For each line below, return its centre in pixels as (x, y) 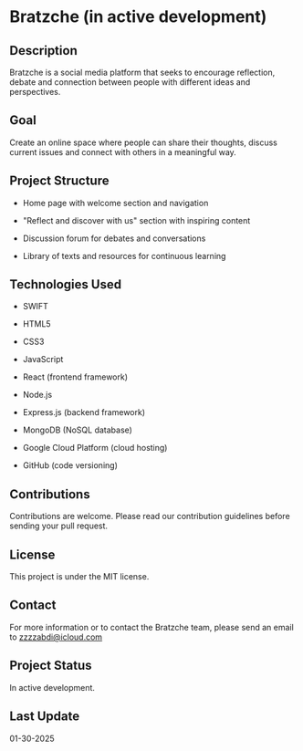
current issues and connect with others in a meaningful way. (123, 151)
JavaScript (43, 360)
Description (43, 51)
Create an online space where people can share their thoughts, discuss (144, 142)
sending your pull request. (58, 526)
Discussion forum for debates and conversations (114, 238)
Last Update (45, 717)
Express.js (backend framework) (84, 412)
